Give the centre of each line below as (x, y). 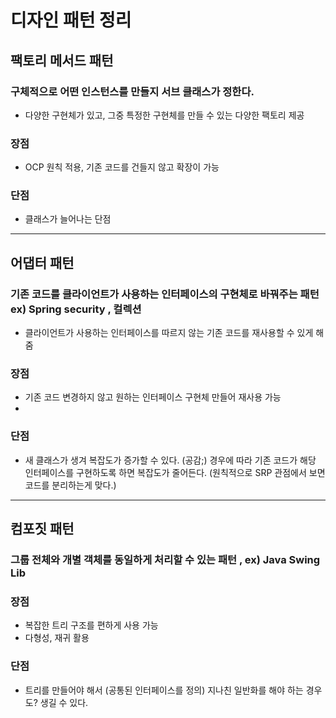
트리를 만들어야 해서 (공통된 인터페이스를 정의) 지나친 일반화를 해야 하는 (164, 690)
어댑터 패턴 (42, 262)
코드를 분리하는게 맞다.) (70, 485)
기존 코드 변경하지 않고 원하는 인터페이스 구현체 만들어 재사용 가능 (153, 397)
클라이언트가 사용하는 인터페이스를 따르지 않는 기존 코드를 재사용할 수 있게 (169, 333)
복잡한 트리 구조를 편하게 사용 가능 (91, 625)
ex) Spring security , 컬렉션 (76, 309)
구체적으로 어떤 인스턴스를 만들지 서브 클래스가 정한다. (132, 91)
